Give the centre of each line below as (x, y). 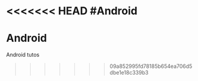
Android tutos (23, 55)
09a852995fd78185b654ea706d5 (151, 66)
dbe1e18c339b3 (129, 73)
